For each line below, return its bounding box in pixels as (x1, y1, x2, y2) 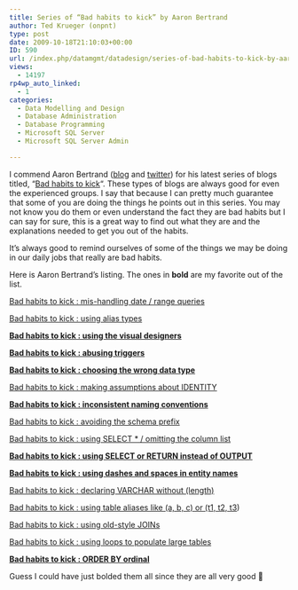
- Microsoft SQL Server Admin (17, 137, 129, 146)
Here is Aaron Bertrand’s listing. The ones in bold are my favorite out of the (9, 269, 284, 279)
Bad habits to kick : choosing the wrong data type (9, 365, 196, 375)
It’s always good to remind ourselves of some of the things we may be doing (9, 242, 288, 253)
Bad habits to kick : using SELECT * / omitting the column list (9, 433, 231, 444)
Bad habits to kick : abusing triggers (9, 347, 145, 358)
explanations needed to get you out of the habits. (9, 225, 189, 236)
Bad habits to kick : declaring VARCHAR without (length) (9, 484, 215, 495)
